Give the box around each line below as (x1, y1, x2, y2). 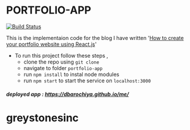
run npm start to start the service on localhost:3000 (23, 77, 151, 84)
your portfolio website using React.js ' (6, 41, 97, 48)
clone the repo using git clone (23, 58, 99, 65)
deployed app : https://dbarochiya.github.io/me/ (6, 91, 129, 98)
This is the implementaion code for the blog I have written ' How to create (6, 34, 184, 41)
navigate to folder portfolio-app (23, 64, 103, 71)
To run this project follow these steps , (14, 52, 108, 59)
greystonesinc (6, 111, 79, 124)
